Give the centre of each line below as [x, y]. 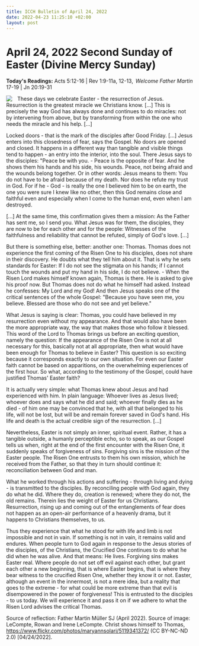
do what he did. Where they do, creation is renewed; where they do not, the [98, 494]
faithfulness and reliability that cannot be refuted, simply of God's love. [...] [98, 236]
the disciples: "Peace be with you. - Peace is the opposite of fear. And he [95, 161]
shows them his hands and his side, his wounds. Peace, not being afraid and [99, 167]
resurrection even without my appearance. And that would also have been [96, 322]
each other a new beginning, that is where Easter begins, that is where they [98, 569]
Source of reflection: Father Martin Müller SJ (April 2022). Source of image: [98, 618]
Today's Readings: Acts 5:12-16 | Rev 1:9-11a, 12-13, [70, 81]
